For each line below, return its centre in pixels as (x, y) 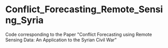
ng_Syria (25, 20)
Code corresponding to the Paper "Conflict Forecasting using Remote (79, 34)
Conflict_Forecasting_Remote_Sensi (84, 9)
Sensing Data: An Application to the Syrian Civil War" (61, 40)
